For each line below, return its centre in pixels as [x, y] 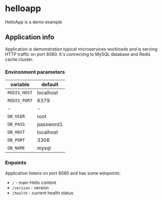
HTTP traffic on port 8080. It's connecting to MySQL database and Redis [78, 54]
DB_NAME [16, 148]
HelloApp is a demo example [33, 22]
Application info [30, 37]
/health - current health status [43, 193]
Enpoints [16, 163]
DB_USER [16, 117]
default [50, 85]
